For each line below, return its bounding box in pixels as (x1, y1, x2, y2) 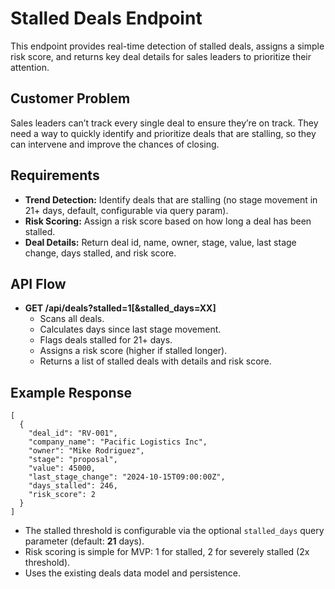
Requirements (10, 167, 100, 184)
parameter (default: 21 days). (24, 535, 145, 547)
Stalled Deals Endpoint (10, 7, 203, 30)
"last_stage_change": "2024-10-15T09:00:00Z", (28, 472, 226, 482)
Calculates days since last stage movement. (39, 323, 222, 336)
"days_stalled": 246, (28, 481, 118, 491)
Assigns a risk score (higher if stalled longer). (39, 345, 228, 357)
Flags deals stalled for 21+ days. (39, 334, 173, 346)
